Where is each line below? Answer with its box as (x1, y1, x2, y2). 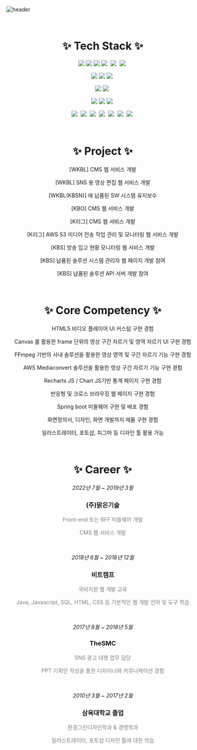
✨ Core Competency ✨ (44, 304, 162, 318)
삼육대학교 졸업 (81, 708, 124, 717)
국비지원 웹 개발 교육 (78, 585, 127, 593)
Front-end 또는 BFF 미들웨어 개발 (62, 516, 143, 523)
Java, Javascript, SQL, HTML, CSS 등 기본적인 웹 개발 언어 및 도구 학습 (16, 599, 190, 606)
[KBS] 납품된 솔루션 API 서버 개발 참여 (57, 269, 149, 277)
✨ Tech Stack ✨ (62, 39, 144, 53)
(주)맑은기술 (86, 501, 120, 509)
